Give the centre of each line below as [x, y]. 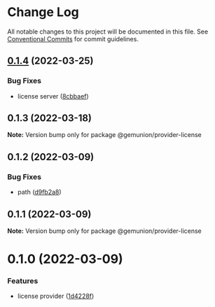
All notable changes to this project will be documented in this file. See [108, 31]
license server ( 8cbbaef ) [53, 96]
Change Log [43, 12]
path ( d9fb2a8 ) [39, 192]
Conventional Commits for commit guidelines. [73, 38]
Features [23, 281]
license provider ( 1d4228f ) [56, 296]
